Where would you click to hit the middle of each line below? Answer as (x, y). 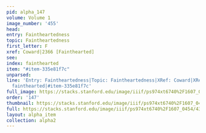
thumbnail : (20, 103)
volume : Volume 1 (29, 18)
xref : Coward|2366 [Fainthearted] (51, 52)
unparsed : (19, 75)
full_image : (21, 92)
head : (13, 29)
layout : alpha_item (31, 115)
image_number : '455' (33, 23)
